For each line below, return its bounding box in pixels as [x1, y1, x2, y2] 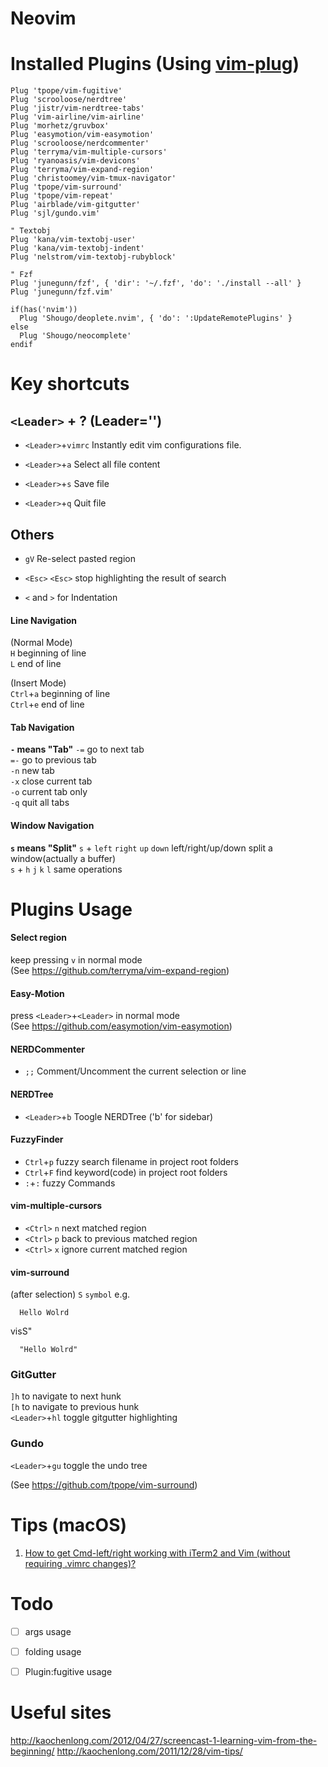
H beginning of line [10, 647, 87, 659]
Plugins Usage [10, 898, 133, 921]
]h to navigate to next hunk [10, 1390, 122, 1402]
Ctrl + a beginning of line [10, 688, 111, 700]
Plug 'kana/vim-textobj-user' [10, 235, 137, 245]
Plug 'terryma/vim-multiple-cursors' [10, 147, 168, 157]
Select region [10, 932, 67, 944]
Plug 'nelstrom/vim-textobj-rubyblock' [10, 252, 177, 262]
